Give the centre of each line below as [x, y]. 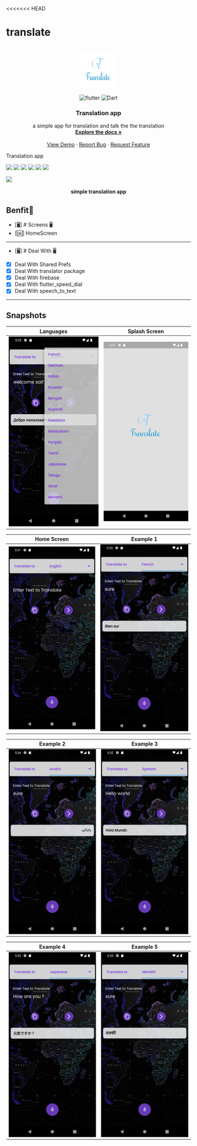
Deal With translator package [50, 271]
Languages [53, 331]
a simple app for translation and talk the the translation [98, 126]
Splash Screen [146, 331]
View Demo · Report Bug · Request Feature [98, 145]
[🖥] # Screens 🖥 [33, 225]
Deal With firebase [37, 278]
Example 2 [52, 744]
